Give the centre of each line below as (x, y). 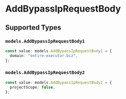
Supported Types (33, 28)
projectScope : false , (33, 87)
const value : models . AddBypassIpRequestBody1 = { (59, 51)
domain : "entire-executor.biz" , (44, 56)
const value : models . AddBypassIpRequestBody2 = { (59, 82)
